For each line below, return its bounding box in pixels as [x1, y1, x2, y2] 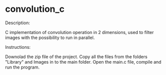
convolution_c [5, 3, 65, 15]
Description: [5, 20, 30, 26]
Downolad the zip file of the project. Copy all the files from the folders [5, 53, 148, 60]
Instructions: [5, 44, 31, 50]
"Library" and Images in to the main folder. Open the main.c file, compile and [5, 59, 162, 65]
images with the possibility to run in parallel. [5, 35, 95, 40]
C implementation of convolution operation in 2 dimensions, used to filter [5, 29, 154, 35]
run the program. [5, 64, 40, 70]
